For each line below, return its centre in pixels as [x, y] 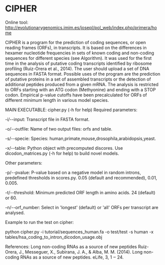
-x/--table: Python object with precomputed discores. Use [64, 148]
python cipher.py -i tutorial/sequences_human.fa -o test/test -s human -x [79, 232]
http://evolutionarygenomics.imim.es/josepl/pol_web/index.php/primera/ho [81, 27]
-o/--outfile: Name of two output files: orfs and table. [59, 129]
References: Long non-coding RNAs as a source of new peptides [71, 246]
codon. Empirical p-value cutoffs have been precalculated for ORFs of [76, 95]
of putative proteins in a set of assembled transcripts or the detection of [78, 79]
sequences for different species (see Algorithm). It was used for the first [78, 58]
